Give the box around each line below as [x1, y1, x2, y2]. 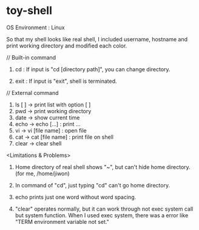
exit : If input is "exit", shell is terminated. [15, 77, 117, 85]
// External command [6, 89, 59, 96]
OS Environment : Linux [6, 24, 65, 31]
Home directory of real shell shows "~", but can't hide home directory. [15, 163, 191, 170]
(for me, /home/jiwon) [15, 170, 70, 177]
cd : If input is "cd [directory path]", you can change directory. [15, 65, 171, 73]
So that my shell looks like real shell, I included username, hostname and [6, 35, 188, 43]
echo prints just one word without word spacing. [15, 193, 137, 201]
